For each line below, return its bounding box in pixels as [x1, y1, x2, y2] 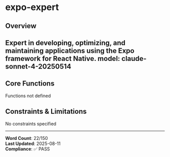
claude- [121, 54, 147, 63]
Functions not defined [5, 93, 51, 99]
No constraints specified [5, 120, 57, 127]
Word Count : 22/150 [5, 135, 48, 141]
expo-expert [5, 2, 59, 13]
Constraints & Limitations [5, 107, 87, 116]
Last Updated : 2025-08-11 [5, 140, 61, 146]
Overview [5, 22, 37, 30]
